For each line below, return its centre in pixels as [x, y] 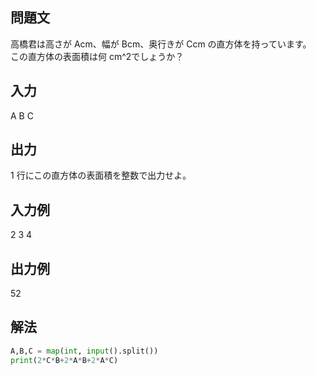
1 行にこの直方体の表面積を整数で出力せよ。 [101, 175]
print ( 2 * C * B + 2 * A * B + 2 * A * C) [64, 360]
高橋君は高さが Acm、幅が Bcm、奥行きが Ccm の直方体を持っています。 [161, 44]
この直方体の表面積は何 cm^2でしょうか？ [97, 56]
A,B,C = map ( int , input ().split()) [84, 351]
